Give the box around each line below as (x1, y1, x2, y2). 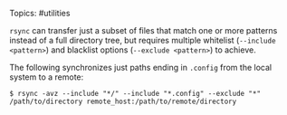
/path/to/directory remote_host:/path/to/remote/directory (9, 97, 237, 106)
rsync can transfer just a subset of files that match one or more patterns (9, 25, 278, 35)
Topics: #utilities (9, 8, 71, 18)
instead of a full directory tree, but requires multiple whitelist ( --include (9, 35, 276, 45)
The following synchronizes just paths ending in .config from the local (9, 62, 273, 72)
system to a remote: (9, 72, 84, 82)
